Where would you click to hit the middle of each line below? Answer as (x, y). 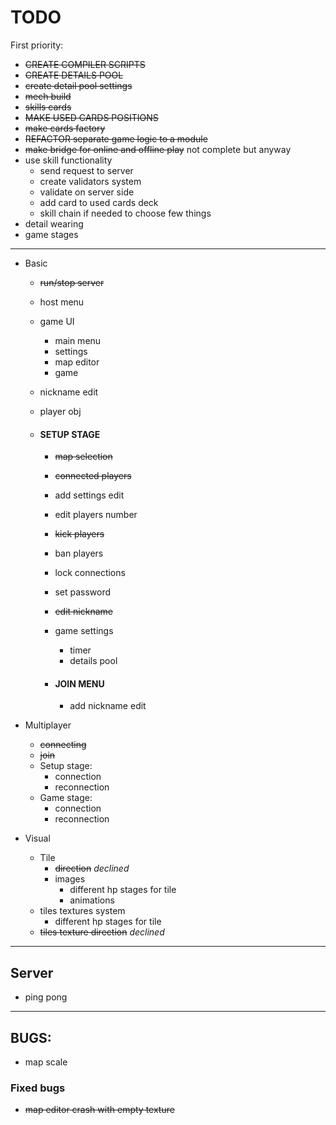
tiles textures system (82, 911)
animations (92, 900)
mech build (48, 96)
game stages (51, 234)
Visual (37, 838)
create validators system (90, 181)
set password (83, 592)
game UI (57, 321)
